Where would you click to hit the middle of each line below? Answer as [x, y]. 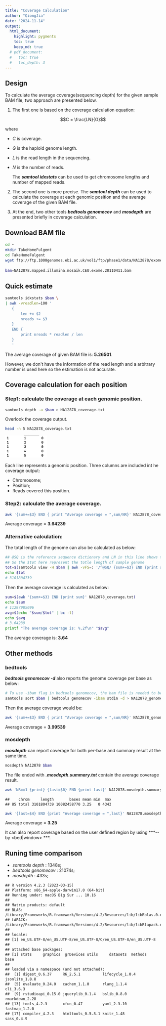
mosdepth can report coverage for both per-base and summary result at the [83, 750]
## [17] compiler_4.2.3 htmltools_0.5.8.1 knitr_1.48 [65, 1014]
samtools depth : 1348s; [37, 865]
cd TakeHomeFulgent [25, 255]
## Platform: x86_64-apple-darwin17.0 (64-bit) [55, 890]
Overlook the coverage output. [36, 419]
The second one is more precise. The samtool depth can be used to [82, 192]
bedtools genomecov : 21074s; [43, 870]
